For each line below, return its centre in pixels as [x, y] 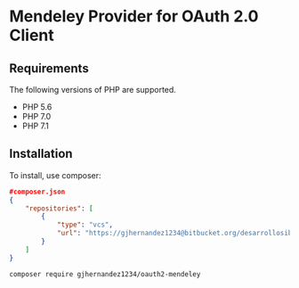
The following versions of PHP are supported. [93, 90]
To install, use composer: [55, 175]
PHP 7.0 [36, 116]
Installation [41, 154]
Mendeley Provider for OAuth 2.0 [134, 16]
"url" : [69, 234]
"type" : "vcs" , [85, 225]
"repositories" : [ [59, 208]
